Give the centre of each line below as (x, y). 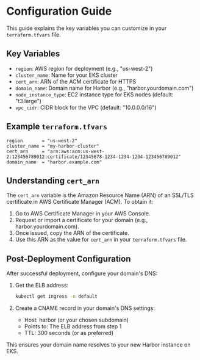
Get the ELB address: (42, 286)
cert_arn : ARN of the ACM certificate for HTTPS (76, 81)
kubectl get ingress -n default (56, 297)
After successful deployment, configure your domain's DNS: (82, 273)
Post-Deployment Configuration (69, 258)
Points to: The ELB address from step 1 (73, 326)
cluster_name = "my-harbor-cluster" (53, 146)
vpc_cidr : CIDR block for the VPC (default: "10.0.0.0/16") (86, 107)
